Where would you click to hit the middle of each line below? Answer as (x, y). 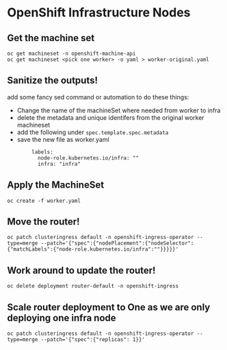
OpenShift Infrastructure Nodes (99, 13)
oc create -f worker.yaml (44, 201)
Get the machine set (51, 38)
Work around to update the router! (81, 270)
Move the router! (43, 222)
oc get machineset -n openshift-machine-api (71, 53)
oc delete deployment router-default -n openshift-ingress (93, 286)
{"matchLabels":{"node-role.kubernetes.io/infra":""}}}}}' (93, 249)
